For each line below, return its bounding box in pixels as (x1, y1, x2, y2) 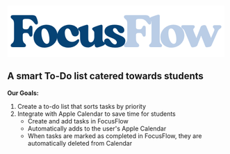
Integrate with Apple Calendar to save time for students (17, 110, 176, 118)
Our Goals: (7, 89, 40, 97)
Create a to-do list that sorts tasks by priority (17, 102, 147, 110)
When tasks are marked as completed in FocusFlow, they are (27, 131, 202, 140)
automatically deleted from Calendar (27, 139, 133, 147)
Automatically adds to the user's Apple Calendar (27, 124, 167, 132)
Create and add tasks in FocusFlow (27, 117, 129, 125)
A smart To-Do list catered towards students (7, 70, 204, 82)
